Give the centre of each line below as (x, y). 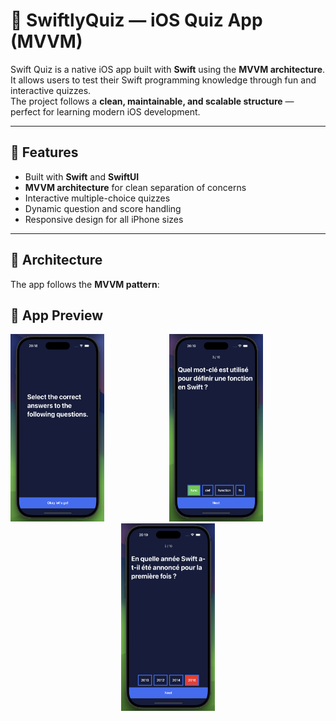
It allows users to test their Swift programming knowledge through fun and (163, 80)
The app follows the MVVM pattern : (85, 284)
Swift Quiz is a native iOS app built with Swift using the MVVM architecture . (168, 69)
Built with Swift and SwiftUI (82, 176)
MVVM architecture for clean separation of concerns (135, 187)
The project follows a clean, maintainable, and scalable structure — (152, 101)
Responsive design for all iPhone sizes (104, 219)
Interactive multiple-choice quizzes (97, 198)
